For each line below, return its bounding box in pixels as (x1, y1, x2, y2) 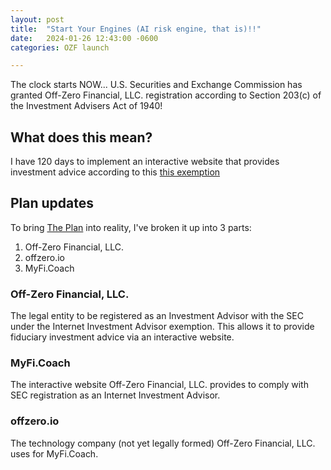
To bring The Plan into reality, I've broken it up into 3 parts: (10, 221, 252, 233)
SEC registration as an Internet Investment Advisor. (10, 389, 221, 401)
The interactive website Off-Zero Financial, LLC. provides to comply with (10, 379, 309, 391)
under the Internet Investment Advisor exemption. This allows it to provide (10, 321, 315, 333)
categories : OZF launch (10, 42, 110, 53)
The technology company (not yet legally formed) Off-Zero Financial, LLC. (10, 437, 316, 449)
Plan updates (10, 195, 95, 212)
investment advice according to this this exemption (10, 166, 221, 178)
